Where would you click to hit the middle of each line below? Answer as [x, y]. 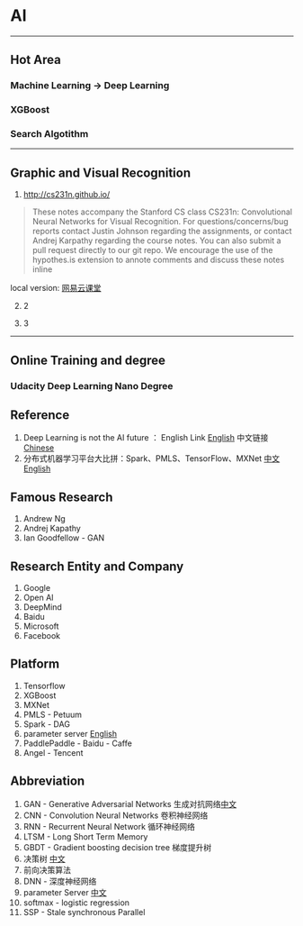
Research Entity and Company [97, 566]
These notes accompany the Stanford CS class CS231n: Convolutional [162, 212]
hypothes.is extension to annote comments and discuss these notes [158, 260]
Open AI [38, 598]
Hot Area [36, 60]
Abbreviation [48, 781]
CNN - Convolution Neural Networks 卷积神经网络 [116, 815]
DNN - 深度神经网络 [60, 881]
